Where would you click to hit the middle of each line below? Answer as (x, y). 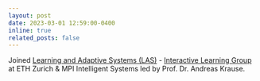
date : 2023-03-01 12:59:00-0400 (62, 23)
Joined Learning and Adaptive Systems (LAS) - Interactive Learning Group (130, 60)
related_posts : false (44, 38)
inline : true (30, 30)
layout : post (30, 15)
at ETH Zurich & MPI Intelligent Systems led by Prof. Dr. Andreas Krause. (127, 69)
